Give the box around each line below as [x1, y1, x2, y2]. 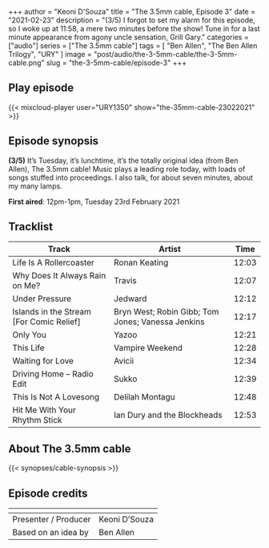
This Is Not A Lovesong [12, 392, 100, 403]
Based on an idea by [12, 527, 90, 538]
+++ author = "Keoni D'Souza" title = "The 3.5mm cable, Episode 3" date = [8, 7, 256, 16]
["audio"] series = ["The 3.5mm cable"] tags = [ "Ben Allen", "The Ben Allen [8, 41, 258, 51]
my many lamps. [8, 181, 62, 191]
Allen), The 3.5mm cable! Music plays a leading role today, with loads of [8, 164, 246, 173]
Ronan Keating [113, 257, 169, 268]
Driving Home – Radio [12, 368, 94, 380]
